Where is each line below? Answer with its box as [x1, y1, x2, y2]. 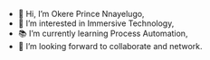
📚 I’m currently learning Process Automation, [17, 28, 188, 39]
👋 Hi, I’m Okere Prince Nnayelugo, [17, 9, 145, 19]
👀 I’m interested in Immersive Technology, [17, 18, 175, 29]
